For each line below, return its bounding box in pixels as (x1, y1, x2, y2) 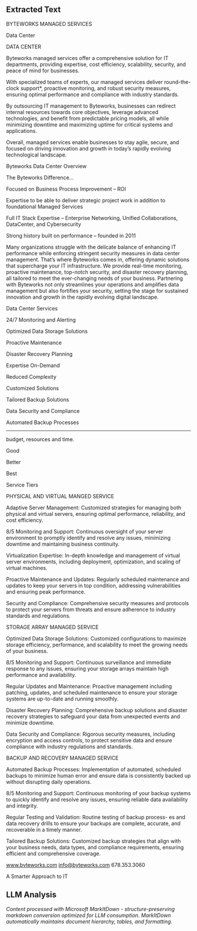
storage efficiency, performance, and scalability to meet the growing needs (6, 641, 188, 648)
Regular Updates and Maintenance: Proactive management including (6, 682, 172, 690)
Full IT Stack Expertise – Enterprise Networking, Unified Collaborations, (6, 214, 178, 221)
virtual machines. (6, 564, 48, 571)
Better (6, 458, 21, 465)
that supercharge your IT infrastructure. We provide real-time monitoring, (6, 262, 183, 269)
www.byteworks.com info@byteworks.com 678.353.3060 (6, 861, 145, 868)
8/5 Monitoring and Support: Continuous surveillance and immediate (6, 659, 172, 666)
